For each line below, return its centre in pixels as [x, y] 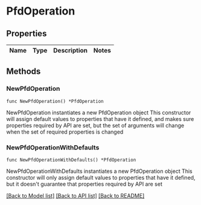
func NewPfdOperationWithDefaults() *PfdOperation [71, 160]
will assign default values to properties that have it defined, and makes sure [100, 119]
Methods [24, 72]
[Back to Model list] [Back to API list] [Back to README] [75, 195]
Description [70, 50]
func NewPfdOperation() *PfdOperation [55, 101]
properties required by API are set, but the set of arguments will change [95, 125]
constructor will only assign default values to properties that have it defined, [101, 177]
